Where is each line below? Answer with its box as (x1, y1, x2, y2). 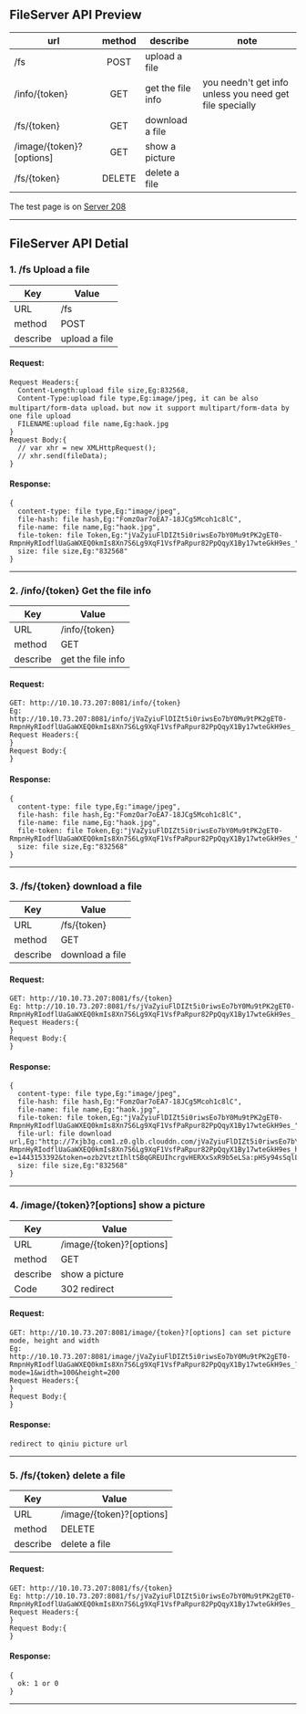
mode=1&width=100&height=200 (9, 1368, 120, 1377)
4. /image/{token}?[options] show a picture (9, 1199, 206, 1212)
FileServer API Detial (9, 236, 129, 252)
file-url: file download (17, 1129, 112, 1139)
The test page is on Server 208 (9, 201, 127, 212)
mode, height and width (9, 1336, 100, 1345)
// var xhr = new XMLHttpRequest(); (17, 443, 157, 453)
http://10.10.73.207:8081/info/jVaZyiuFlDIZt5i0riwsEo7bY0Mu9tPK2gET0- (9, 715, 287, 724)
